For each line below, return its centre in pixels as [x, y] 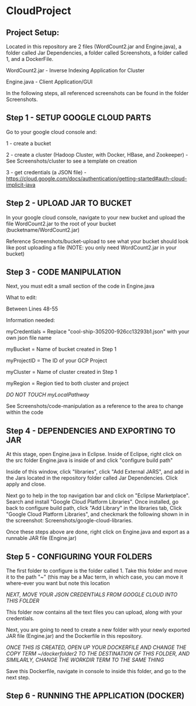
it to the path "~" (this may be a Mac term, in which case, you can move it [94, 577]
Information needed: [31, 320]
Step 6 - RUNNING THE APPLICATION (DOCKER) [95, 696]
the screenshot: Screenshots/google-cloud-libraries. [70, 521]
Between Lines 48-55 [32, 309]
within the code [25, 413]
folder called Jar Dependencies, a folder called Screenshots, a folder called [97, 53]
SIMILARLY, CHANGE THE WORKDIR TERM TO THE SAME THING [85, 660]
